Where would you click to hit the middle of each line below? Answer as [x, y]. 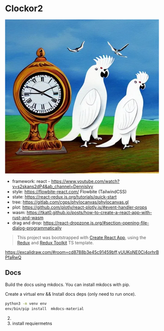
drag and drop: [27, 222]
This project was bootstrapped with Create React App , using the [82, 237]
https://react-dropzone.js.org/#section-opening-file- [96, 222]
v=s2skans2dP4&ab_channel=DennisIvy [53, 186]
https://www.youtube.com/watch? [85, 181]
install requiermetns [32, 323]
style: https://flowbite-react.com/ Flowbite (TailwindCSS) [69, 192]
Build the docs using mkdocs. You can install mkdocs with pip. [68, 285]
